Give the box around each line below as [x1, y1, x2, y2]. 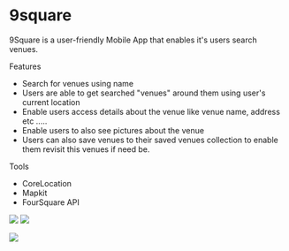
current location [21, 96, 80, 107]
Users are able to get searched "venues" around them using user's [21, 87, 266, 98]
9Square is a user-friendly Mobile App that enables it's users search [9, 34, 258, 45]
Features [9, 61, 42, 72]
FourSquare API [21, 196, 80, 208]
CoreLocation [21, 178, 72, 188]
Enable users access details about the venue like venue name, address [21, 106, 281, 117]
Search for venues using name [21, 78, 134, 88]
